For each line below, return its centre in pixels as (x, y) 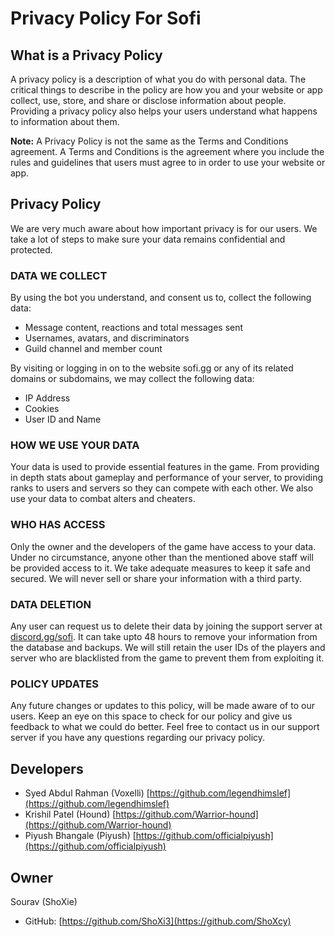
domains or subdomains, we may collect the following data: (132, 379)
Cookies (42, 409)
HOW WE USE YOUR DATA (75, 445)
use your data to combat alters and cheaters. (103, 499)
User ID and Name (63, 419)
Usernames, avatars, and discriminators (107, 338)
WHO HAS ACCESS (58, 525)
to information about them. (65, 121)
